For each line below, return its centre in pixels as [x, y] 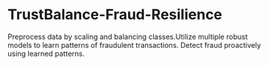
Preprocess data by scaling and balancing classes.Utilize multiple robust [128, 37]
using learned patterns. [46, 53]
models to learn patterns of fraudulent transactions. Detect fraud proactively [134, 45]
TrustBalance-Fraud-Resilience [115, 15]
